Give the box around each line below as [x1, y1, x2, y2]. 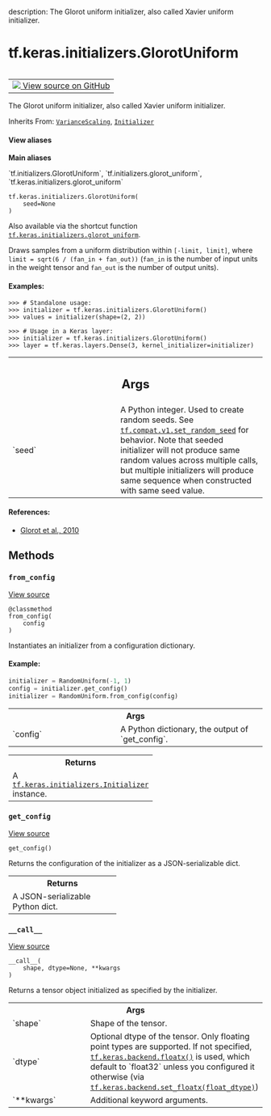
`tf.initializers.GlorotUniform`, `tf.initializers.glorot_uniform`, [8, 169, 202, 179]
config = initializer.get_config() [8, 684, 128, 692]
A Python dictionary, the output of [120, 723, 248, 734]
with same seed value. [120, 484, 206, 496]
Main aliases [8, 153, 52, 163]
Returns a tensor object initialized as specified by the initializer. [8, 986, 218, 996]
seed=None [23, 200, 56, 209]
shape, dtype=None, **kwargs [23, 964, 121, 973]
